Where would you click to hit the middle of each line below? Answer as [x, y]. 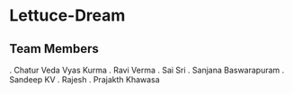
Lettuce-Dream [67, 16]
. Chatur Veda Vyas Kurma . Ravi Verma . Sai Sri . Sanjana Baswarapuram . [147, 70]
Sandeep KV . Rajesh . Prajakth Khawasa [84, 80]
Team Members [54, 49]
